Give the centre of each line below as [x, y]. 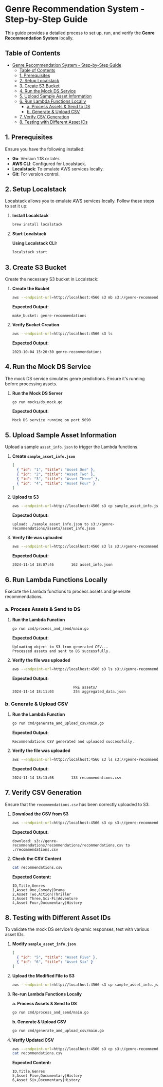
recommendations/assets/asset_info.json [54, 529]
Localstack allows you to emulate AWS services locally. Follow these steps [80, 201]
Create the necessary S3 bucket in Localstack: [52, 279]
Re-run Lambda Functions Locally [47, 994]
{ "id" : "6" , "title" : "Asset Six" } [55, 962]
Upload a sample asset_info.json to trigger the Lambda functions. [72, 447]
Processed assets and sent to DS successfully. [61, 651]
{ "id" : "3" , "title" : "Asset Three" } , [58, 479]
